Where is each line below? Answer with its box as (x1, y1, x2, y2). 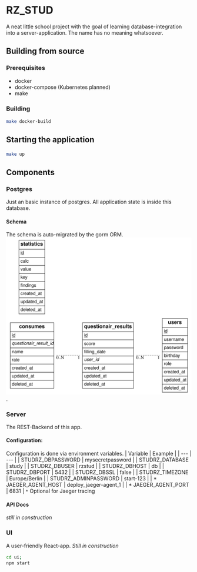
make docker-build (6, 118, 51, 124)
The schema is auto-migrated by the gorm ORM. (6, 231, 123, 238)
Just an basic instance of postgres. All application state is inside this (6, 198, 172, 206)
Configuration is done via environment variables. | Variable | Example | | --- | (6, 450, 192, 457)
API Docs (6, 501, 29, 508)
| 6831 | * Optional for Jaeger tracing (6, 487, 95, 494)
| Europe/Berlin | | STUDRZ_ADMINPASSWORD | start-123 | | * (6, 475, 157, 482)
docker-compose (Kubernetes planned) (14, 83, 111, 91)
